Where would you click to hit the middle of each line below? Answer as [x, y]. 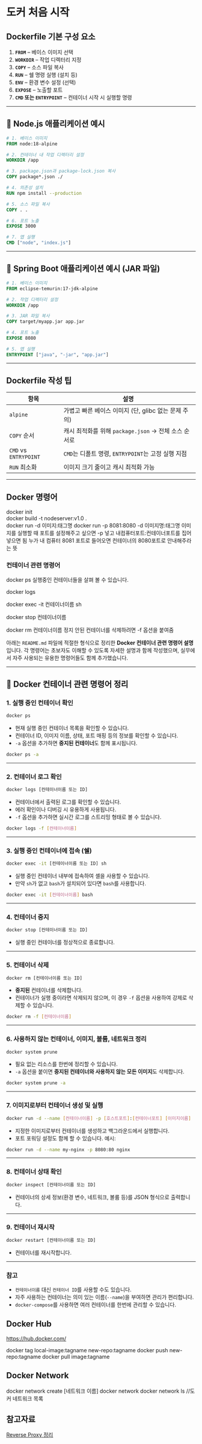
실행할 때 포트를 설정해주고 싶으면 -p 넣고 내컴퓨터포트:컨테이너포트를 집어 [104, 533]
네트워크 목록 [28, 1398]
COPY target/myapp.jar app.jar [45, 322]
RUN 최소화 [23, 467]
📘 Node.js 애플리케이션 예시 [56, 124]
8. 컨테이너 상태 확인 [34, 1172]
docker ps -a [23, 755]
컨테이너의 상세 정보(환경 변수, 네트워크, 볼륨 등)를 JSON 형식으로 [92, 1197]
